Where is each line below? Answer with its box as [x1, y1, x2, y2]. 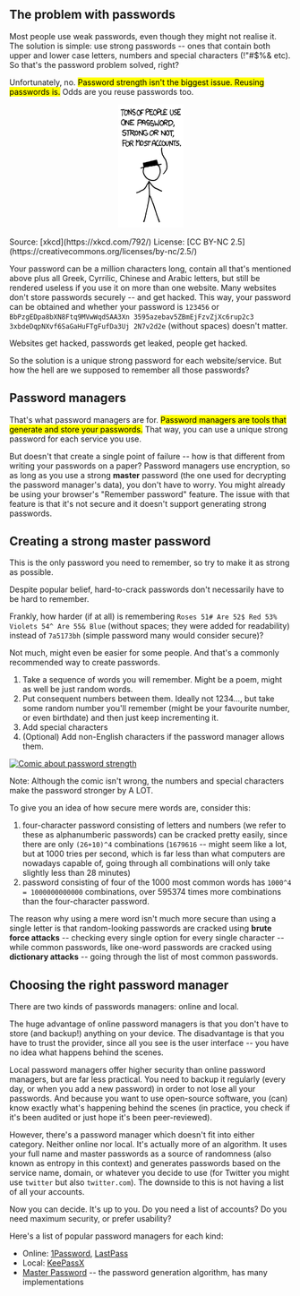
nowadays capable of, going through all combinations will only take [21, 858, 270, 869]
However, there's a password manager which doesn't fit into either [9, 1129, 255, 1140]
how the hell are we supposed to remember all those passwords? [9, 365, 250, 375]
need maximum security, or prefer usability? [9, 1214, 172, 1224]
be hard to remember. [9, 594, 90, 605]
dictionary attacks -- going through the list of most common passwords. [9, 951, 279, 962]
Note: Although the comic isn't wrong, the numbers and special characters [9, 776, 285, 786]
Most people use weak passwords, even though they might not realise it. [9, 30, 278, 41]
